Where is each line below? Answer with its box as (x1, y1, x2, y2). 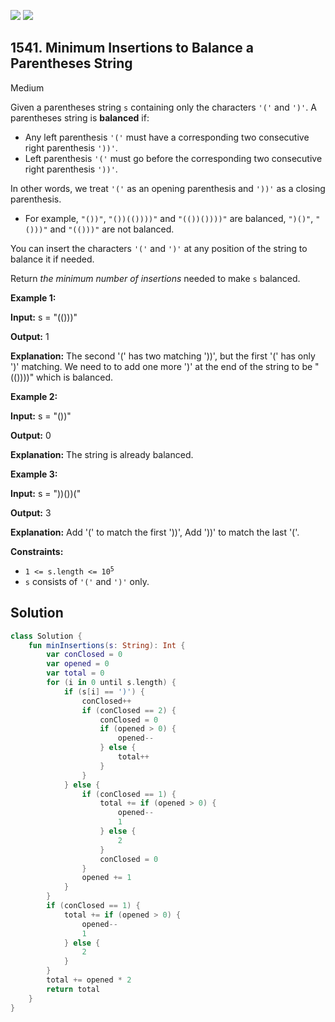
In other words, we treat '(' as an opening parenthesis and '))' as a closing (10, 182, 326, 194)
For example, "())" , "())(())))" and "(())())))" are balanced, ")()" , (24, 212, 314, 224)
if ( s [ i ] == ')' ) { (63, 686, 145, 697)
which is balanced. (36, 371, 114, 383)
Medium (10, 81, 45, 94)
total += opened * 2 (46, 975, 132, 985)
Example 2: (10, 390, 58, 402)
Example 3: (10, 468, 58, 480)
